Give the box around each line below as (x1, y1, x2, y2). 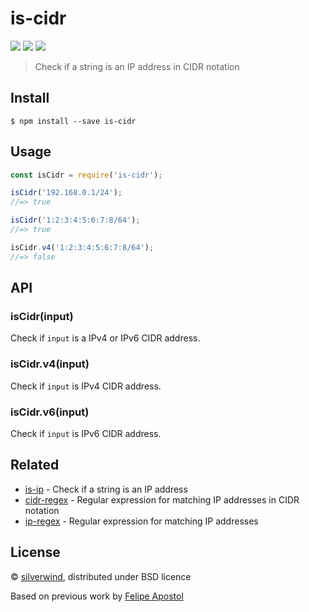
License (10, 544, 61, 561)
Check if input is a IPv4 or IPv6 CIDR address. (10, 332, 201, 344)
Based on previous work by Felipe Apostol (10, 590, 184, 602)
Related (10, 457, 60, 474)
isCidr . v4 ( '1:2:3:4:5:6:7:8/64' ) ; (10, 242, 155, 252)
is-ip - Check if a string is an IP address (24, 483, 188, 495)
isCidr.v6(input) (10, 405, 90, 419)
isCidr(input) (10, 310, 74, 323)
